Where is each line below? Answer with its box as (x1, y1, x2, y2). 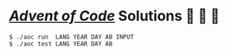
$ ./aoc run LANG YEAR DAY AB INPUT (9, 33, 134, 41)
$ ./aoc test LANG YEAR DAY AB (9, 39, 113, 48)
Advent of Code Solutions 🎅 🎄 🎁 (9, 7, 220, 25)
